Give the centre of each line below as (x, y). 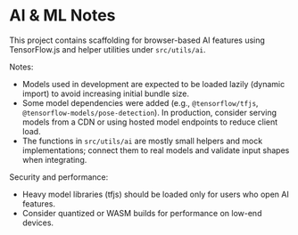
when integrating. (54, 159)
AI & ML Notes (62, 16)
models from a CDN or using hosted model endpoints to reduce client (150, 122)
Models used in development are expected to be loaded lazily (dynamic (153, 84)
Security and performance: (59, 177)
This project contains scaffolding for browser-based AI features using (137, 40)
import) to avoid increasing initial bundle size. (106, 93)
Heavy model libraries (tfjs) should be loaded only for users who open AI (156, 194)
